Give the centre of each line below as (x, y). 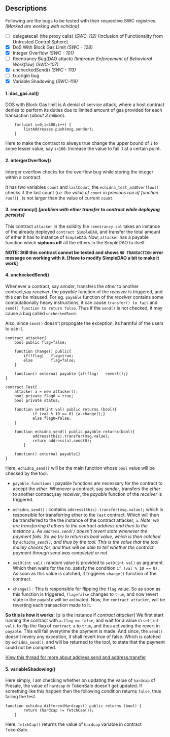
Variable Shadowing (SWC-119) (45, 82)
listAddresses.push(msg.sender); (59, 130)
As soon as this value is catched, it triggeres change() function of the (84, 574)
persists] (15, 215)
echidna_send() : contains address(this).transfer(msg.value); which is (88, 510)
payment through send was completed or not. (61, 553)
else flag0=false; (52, 418)
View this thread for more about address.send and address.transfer (76, 657)
